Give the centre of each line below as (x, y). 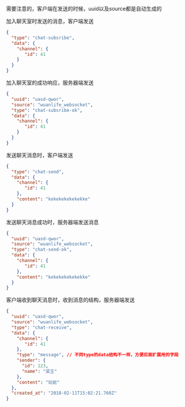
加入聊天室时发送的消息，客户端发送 (50, 21)
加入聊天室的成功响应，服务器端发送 (50, 82)
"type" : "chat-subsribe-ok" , (47, 110)
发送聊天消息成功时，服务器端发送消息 (52, 222)
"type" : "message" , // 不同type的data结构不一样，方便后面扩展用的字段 (98, 355)
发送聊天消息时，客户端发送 (40, 155)
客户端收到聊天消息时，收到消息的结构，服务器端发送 (70, 300)
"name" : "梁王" (39, 371)
